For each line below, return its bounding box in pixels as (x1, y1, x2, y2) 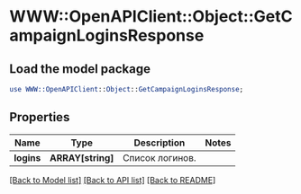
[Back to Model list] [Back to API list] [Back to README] (9, 174, 216, 185)
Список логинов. (123, 151, 196, 163)
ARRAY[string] (49, 151, 114, 163)
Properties (9, 110, 70, 125)
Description (133, 137, 186, 149)
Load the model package (9, 61, 151, 76)
